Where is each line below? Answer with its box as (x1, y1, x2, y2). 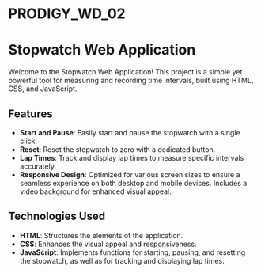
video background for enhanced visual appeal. (19, 187, 172, 196)
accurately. (19, 161, 57, 171)
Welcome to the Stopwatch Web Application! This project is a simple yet (8, 67, 243, 77)
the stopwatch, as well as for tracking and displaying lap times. (19, 256, 225, 265)
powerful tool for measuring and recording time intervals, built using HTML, (8, 76, 254, 85)
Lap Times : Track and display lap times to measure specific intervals (19, 153, 244, 162)
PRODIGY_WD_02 (8, 5, 126, 23)
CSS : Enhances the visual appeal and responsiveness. (19, 239, 197, 248)
